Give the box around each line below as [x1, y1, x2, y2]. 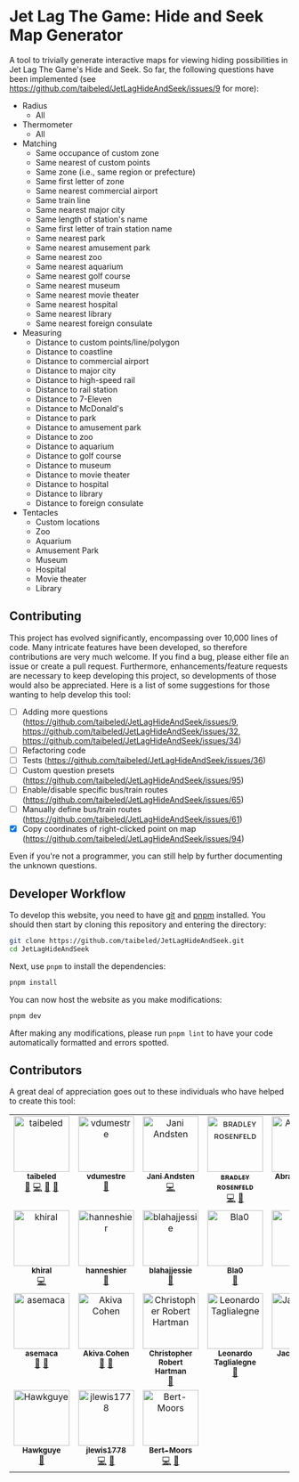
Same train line [35, 194, 91, 206]
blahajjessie [149, 1266, 193, 1275]
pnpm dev [9, 1011, 42, 1021]
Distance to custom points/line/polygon [35, 337, 180, 347]
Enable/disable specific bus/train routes [21, 785, 169, 794]
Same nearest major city [35, 204, 125, 215]
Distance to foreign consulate [35, 497, 144, 509]
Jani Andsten [146, 1171, 196, 1182]
